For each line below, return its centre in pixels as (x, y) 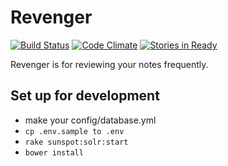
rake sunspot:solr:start (76, 142)
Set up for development (85, 96)
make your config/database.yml (90, 120)
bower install (54, 152)
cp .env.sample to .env (74, 131)
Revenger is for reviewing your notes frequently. (109, 64)
